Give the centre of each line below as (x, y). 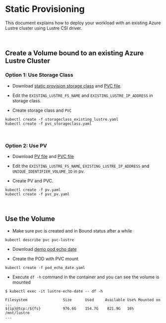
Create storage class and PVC (42, 110)
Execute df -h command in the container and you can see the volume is (86, 277)
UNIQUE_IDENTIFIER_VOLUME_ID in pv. (49, 171)
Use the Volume (30, 219)
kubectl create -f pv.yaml (33, 190)
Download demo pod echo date (44, 249)
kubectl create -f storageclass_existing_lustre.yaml (62, 119)
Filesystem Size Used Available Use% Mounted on (83, 300)
